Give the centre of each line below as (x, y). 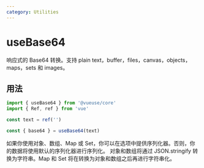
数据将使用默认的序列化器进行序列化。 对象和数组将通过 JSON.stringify (101, 151)
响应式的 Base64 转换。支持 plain (48, 60)
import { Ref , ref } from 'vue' (47, 109)
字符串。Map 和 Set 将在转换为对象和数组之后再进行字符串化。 (96, 158)
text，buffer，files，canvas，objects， (141, 60)
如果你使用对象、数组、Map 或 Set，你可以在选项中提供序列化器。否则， (98, 143)
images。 (56, 67)
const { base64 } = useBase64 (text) (53, 131)
